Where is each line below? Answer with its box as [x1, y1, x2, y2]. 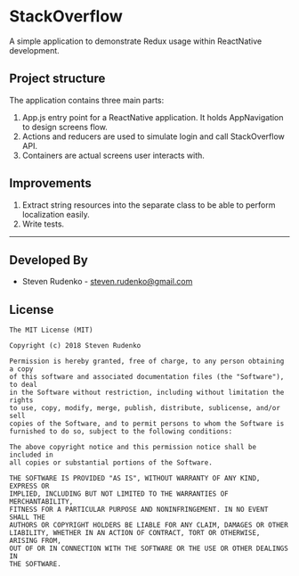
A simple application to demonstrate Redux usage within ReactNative [9, 36, 263, 46]
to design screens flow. [21, 121, 109, 132]
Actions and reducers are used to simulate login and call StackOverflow [21, 131, 285, 142]
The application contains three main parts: [9, 95, 165, 105]
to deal [9, 381, 38, 390]
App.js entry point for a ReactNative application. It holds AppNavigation [21, 111, 284, 122]
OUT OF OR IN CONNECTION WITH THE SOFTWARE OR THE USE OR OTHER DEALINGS [9, 544, 289, 554]
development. [9, 45, 60, 55]
